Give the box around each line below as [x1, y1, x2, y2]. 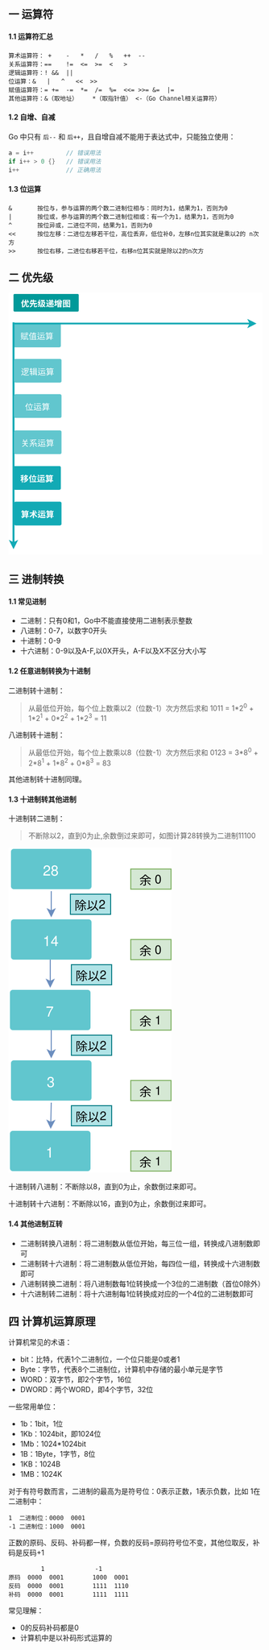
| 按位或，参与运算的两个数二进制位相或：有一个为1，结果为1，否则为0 [8, 213, 234, 221]
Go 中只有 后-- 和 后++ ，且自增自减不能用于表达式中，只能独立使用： [8, 131, 236, 141]
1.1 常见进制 [8, 596, 47, 606]
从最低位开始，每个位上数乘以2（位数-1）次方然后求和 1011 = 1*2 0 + [27, 702, 255, 713]
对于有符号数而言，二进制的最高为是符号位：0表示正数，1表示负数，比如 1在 [8, 1486, 261, 1496]
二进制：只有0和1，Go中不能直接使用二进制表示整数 [19, 616, 193, 626]
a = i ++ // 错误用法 [8, 148, 101, 157]
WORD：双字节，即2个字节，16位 [19, 1374, 132, 1384]
